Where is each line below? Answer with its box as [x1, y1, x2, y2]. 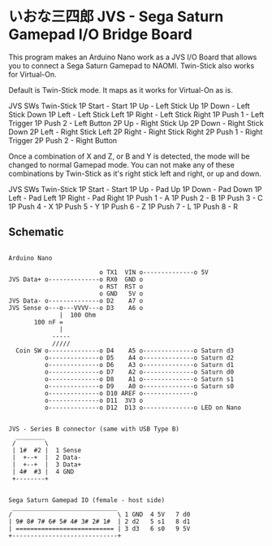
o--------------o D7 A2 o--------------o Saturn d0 [44, 368, 234, 376]
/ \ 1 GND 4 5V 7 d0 [8, 510, 191, 518]
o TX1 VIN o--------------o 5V [98, 268, 209, 277]
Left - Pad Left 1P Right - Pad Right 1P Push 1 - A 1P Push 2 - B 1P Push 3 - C [8, 193, 264, 203]
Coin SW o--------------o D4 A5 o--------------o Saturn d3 [15, 347, 234, 355]
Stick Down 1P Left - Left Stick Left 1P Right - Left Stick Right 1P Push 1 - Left [8, 109, 265, 119]
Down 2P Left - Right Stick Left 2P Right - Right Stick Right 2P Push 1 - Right [8, 127, 263, 137]
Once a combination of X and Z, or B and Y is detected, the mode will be [8, 151, 250, 161]
